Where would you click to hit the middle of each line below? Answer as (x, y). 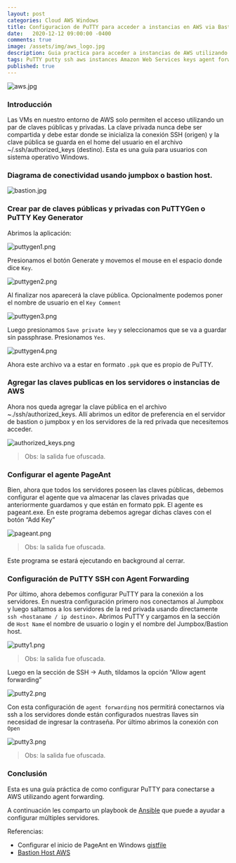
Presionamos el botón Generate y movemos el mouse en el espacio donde (115, 260)
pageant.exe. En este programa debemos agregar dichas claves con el (110, 512)
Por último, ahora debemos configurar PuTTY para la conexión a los (105, 594)
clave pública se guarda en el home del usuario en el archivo (95, 142)
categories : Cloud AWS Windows (53, 20)
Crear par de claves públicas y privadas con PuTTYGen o (106, 209)
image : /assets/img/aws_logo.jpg (56, 46)
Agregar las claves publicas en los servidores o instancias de (113, 383)
